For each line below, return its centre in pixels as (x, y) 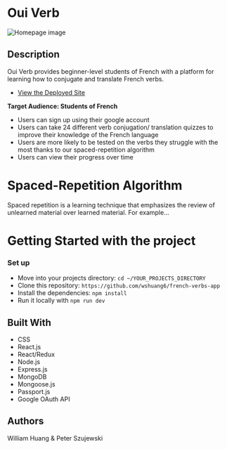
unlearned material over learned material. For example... (89, 212)
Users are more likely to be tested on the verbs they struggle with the (118, 142)
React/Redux (36, 354)
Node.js (29, 362)
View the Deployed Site (51, 92)
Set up (19, 263)
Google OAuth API (44, 399)
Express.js (32, 369)
